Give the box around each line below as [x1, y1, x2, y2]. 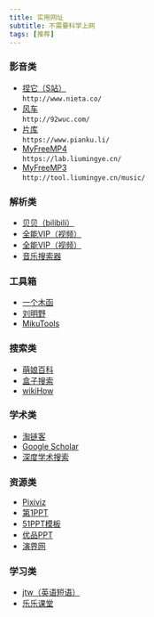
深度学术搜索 [21, 451, 69, 462]
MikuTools [21, 318, 60, 329]
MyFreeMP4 [21, 143, 68, 154]
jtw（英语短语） [21, 587, 81, 597]
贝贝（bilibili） [21, 217, 75, 228]
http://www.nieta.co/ [21, 94, 102, 103]
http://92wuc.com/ [21, 115, 90, 124]
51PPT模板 [21, 518, 61, 530]
